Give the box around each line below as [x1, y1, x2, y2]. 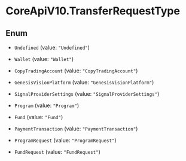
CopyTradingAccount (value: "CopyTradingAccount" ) [14, 67, 138, 74]
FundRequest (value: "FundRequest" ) [14, 148, 101, 155]
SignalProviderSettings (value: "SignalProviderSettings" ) [14, 90, 160, 97]
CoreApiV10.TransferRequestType [5, 4, 181, 18]
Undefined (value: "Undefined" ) [14, 44, 90, 51]
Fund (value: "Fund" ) [14, 114, 63, 120]
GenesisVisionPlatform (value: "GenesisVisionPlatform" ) [14, 79, 154, 86]
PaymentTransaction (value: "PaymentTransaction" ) [14, 125, 138, 132]
